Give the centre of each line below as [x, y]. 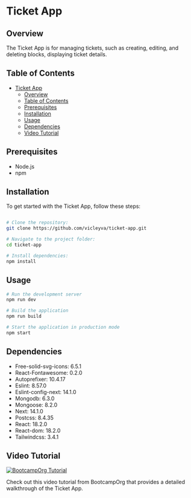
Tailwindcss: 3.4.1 [37, 437]
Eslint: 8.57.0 [31, 386]
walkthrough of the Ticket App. [45, 488]
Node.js [25, 166]
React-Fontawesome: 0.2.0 [49, 372]
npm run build [24, 316]
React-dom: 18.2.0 [38, 430]
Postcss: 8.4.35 [34, 418]
